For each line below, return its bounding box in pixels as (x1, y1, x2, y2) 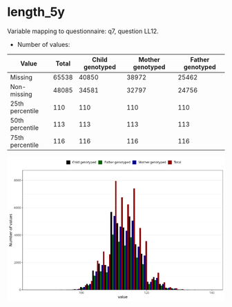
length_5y (7, 4, 66, 20)
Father (190, 56, 210, 64)
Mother (138, 56, 160, 64)
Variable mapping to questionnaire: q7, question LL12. (7, 27, 159, 35)
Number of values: (17, 40, 70, 48)
